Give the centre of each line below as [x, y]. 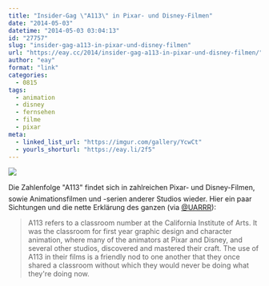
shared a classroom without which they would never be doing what [139, 265]
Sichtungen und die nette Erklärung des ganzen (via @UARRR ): [112, 208]
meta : [17, 134]
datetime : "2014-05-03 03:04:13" [64, 30]
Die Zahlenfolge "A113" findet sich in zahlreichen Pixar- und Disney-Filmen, [132, 188]
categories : [28, 75]
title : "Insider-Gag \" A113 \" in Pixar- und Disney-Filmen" [111, 16]
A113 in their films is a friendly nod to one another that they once [134, 257]
